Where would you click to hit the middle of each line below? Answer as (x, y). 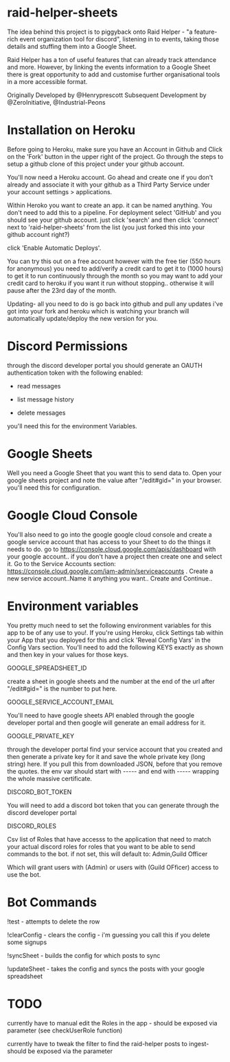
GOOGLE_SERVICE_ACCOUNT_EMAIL (61, 702)
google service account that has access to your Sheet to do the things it (109, 541)
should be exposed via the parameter (60, 1051)
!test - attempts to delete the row (54, 922)
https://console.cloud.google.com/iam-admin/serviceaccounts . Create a (110, 571)
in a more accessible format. (47, 81)
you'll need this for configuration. (54, 488)
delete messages (41, 413)
